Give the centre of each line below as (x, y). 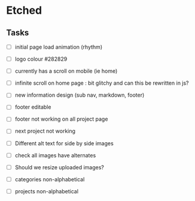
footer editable (33, 107)
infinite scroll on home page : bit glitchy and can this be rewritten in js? (102, 83)
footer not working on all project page (61, 119)
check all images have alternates (55, 155)
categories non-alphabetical (50, 179)
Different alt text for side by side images (64, 143)
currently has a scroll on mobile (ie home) (66, 71)
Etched (24, 10)
